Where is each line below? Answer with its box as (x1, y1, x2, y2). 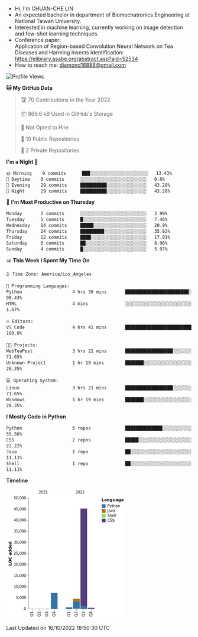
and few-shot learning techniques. (14, 30, 99, 37)
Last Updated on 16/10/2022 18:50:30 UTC (6, 625, 111, 631)
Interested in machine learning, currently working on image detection (14, 24, 183, 31)
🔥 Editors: (6, 318, 34, 324)
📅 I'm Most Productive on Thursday (6, 199, 95, 206)
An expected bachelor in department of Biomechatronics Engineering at (14, 11, 190, 18)
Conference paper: (14, 37, 61, 43)
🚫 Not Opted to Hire (20, 124, 69, 131)
